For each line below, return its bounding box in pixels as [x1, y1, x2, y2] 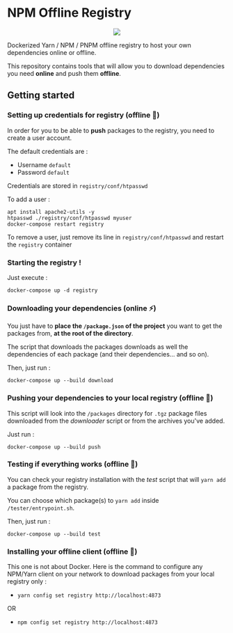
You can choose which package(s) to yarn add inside [7, 496, 159, 504]
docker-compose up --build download [7, 377, 113, 384]
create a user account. [7, 134, 72, 142]
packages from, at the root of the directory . [7, 329, 134, 338]
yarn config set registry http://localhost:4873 [17, 592, 161, 600]
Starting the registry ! [7, 258, 82, 267]
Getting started [7, 89, 75, 102]
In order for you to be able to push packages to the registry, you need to [7, 126, 215, 134]
